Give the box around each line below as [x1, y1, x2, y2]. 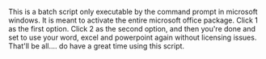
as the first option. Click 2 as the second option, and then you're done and [8, 24, 256, 33]
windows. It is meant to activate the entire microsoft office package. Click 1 [8, 15, 259, 25]
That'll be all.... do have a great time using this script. [8, 41, 184, 51]
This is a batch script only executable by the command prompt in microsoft [8, 7, 258, 16]
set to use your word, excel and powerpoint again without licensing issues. [8, 32, 257, 42]
